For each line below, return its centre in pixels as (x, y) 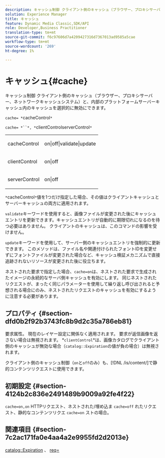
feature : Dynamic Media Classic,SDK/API (47, 23)
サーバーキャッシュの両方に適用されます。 (48, 203)
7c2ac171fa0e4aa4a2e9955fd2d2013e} (67, 438)
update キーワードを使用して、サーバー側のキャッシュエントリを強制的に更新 (83, 243)
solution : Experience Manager (36, 14)
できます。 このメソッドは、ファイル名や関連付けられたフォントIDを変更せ (81, 249)
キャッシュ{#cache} (47, 81)
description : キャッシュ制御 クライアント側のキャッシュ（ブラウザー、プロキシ (77, 10)
